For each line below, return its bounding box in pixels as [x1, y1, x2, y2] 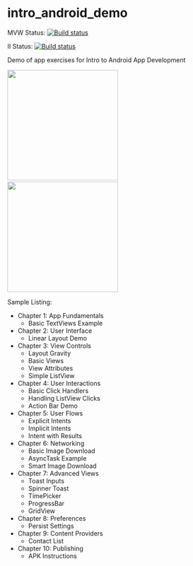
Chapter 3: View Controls [17, 341, 92, 350]
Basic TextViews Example [28, 319, 103, 327]
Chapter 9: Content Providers [17, 529, 104, 538]
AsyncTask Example [28, 454, 87, 462]
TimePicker [28, 491, 62, 500]
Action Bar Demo [28, 401, 78, 410]
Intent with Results [28, 431, 83, 440]
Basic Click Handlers [28, 387, 89, 395]
